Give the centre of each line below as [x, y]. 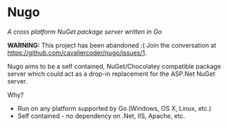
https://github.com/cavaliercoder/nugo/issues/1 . [77, 53]
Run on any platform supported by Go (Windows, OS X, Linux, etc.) [114, 108]
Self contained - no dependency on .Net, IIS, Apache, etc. [101, 116]
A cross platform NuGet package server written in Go [84, 32]
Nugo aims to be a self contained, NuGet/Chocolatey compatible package [114, 66]
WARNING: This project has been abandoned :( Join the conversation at [112, 45]
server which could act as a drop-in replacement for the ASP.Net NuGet [112, 74]
